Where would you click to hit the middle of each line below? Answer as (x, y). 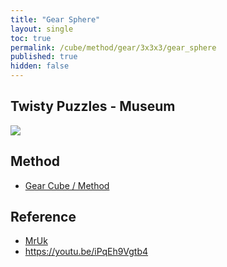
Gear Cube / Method (67, 185)
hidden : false (40, 66)
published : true (44, 57)
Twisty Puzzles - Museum (93, 106)
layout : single (42, 29)
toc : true (31, 38)
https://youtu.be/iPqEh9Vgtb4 (86, 252)
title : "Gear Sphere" (55, 19)
